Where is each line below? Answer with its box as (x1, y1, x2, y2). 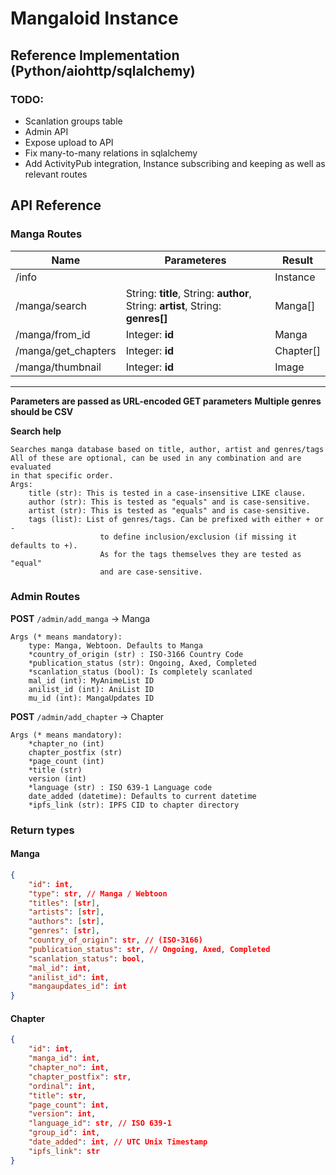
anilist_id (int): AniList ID (28, 684, 155, 694)
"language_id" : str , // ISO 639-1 (28, 1118, 172, 1129)
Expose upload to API (24, 136, 114, 148)
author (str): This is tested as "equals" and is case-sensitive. (28, 497, 311, 507)
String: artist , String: (125, 298, 222, 312)
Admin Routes (10, 590, 81, 604)
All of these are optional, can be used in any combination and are (10, 453, 302, 463)
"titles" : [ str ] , (28, 898, 101, 908)
